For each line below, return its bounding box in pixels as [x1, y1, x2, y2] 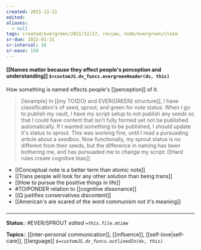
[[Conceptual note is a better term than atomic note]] [14, 166, 145, 173]
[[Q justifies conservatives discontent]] [14, 191, 111, 199]
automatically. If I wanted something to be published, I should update [20, 123, 191, 130]
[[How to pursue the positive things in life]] [14, 179, 121, 186]
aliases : [6, 20, 28, 26]
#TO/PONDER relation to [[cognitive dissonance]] [14, 185, 137, 192]
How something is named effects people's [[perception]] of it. [6, 86, 159, 93]
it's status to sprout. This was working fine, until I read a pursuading [20, 129, 188, 136]
